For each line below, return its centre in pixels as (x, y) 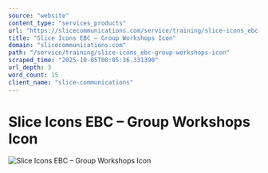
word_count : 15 (33, 75)
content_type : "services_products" (67, 23)
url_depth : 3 (30, 68)
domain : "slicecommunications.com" (67, 45)
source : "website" (39, 16)
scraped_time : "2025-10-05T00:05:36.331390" (83, 61)
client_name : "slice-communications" (71, 82)
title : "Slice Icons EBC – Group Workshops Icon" (93, 38)
